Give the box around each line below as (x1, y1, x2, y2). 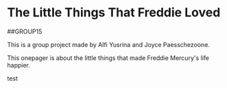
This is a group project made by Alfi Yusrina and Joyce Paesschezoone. (7, 40, 211, 48)
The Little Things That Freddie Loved (7, 5, 221, 20)
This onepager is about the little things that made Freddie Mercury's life (7, 53, 209, 62)
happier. (7, 61, 31, 69)
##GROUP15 (7, 27, 43, 35)
